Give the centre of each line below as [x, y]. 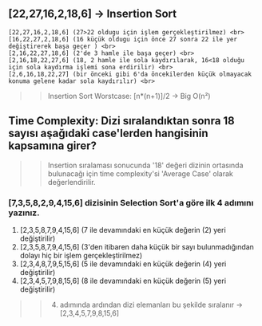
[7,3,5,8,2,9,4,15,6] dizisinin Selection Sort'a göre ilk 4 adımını [131, 202]
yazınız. [24, 213]
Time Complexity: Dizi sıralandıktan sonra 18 [122, 121]
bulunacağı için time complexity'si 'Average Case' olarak [141, 173]
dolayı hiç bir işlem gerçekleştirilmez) [81, 255]
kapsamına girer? [53, 146]
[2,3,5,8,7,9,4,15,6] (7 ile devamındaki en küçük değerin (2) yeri [123, 230]
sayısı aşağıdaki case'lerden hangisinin [109, 134]
